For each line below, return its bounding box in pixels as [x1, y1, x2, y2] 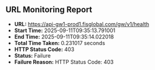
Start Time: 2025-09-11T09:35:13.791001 [14, 27, 116, 34]
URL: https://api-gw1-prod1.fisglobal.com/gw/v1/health [14, 20, 150, 27]
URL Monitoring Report [5, 5, 93, 15]
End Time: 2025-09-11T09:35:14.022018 [14, 33, 114, 40]
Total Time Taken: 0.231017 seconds [14, 39, 106, 46]
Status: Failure [14, 52, 51, 59]
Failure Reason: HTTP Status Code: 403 [14, 58, 114, 65]
